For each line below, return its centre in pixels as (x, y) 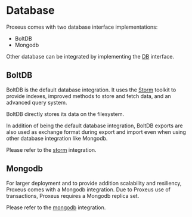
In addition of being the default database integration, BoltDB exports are (95, 126)
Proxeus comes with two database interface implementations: (82, 27)
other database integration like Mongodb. (57, 138)
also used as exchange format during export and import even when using (96, 132)
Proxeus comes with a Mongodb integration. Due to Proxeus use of (89, 190)
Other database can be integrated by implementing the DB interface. (90, 56)
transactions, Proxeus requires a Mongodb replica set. (73, 195)
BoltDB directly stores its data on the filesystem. (65, 114)
